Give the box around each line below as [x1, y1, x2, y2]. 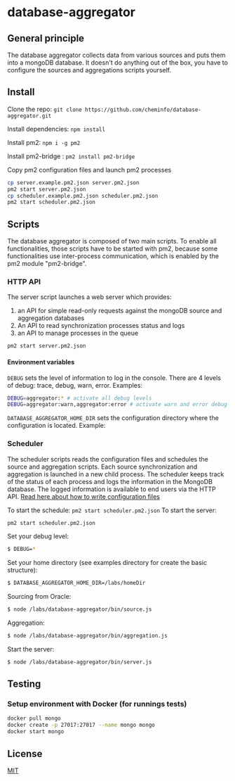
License [7, 747, 43, 760]
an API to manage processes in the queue [17, 329, 139, 338]
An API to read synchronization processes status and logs [17, 322, 185, 330]
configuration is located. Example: [7, 421, 106, 430]
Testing [7, 678, 41, 690]
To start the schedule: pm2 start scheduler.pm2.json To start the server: [7, 506, 217, 514]
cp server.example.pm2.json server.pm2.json [7, 179, 140, 186]
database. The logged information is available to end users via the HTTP [7, 485, 216, 493]
